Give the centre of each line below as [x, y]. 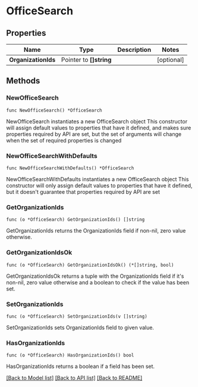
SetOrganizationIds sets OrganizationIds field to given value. [80, 327]
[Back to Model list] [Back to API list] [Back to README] [74, 378]
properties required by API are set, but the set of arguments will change [94, 134]
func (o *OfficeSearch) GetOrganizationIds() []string [76, 220]
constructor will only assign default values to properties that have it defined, [99, 185]
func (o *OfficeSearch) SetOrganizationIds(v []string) [77, 316]
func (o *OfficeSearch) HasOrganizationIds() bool [70, 355]
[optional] [170, 60]
